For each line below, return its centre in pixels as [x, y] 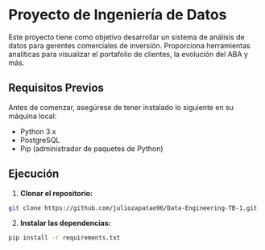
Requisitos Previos [56, 88]
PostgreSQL [40, 140]
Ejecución [34, 174]
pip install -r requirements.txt [64, 238]
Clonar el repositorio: [56, 193]
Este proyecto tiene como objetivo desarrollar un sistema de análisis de [126, 37]
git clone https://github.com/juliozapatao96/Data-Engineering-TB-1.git [133, 208]
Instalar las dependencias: [65, 223]
